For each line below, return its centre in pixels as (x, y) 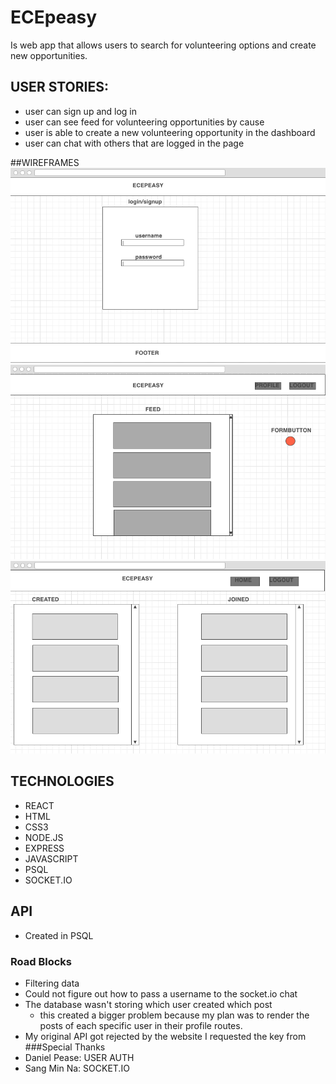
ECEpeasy (54, 17)
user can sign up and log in (81, 111)
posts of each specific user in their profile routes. (141, 1026)
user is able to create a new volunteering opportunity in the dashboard (170, 132)
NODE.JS (44, 837)
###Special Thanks (65, 1047)
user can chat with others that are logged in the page (134, 143)
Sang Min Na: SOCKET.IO (77, 1068)
